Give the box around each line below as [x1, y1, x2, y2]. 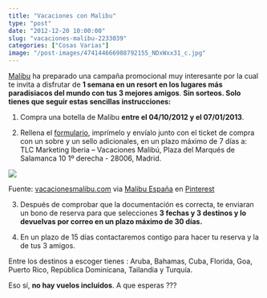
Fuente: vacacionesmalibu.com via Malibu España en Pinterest [8, 184, 215, 194]
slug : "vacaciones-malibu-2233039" [8, 34, 127, 43]
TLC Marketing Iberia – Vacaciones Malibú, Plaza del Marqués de [19, 145, 235, 154]
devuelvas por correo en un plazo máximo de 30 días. [19, 217, 203, 226]
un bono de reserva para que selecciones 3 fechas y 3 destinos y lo [19, 208, 247, 218]
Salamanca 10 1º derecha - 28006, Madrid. [19, 153, 162, 163]
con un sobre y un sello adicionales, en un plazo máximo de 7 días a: [19, 137, 247, 145]
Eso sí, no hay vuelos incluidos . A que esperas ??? [8, 280, 177, 290]
